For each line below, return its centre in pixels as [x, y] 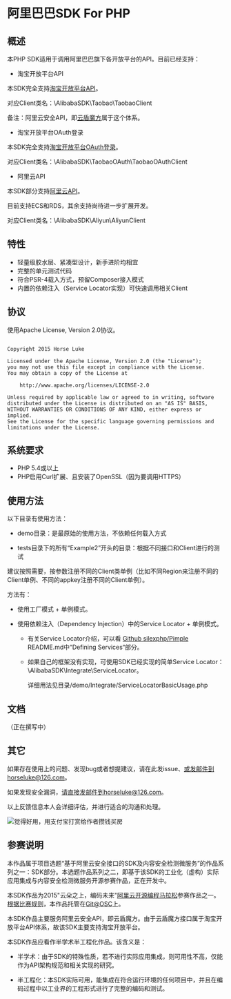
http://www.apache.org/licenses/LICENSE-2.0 [84, 385]
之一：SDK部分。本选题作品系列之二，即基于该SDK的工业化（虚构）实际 [116, 872]
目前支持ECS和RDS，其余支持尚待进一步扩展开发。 [80, 206]
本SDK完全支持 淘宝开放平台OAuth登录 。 [64, 147]
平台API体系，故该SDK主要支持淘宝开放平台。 [78, 927]
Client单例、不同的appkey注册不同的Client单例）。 [78, 580]
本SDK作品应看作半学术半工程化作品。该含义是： [77, 942]
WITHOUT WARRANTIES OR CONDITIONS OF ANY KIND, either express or [104, 409]
